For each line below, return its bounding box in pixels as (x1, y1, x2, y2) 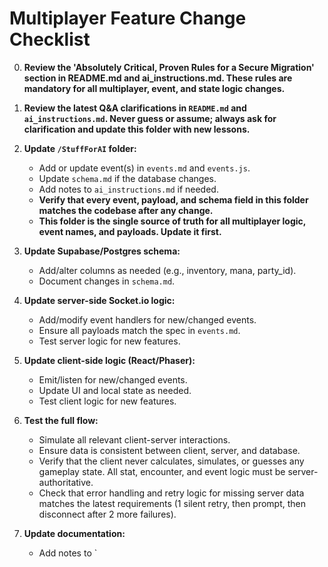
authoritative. (38, 476, 94, 488)
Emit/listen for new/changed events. (38, 373, 188, 386)
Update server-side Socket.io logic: (23, 294, 176, 306)
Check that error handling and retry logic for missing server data (38, 487, 305, 499)
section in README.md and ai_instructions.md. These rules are (23, 72, 293, 84)
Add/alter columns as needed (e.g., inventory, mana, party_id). (38, 264, 297, 276)
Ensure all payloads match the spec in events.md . (38, 324, 241, 336)
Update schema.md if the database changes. (38, 172, 217, 184)
